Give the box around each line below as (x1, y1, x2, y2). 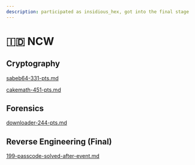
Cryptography (6, 59, 60, 69)
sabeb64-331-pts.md (6, 74, 59, 81)
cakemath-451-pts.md (6, 86, 61, 93)
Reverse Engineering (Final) (6, 136, 112, 146)
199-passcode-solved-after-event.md (6, 152, 100, 160)
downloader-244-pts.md (6, 119, 67, 126)
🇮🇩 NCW (6, 34, 55, 48)
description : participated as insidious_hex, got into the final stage (6, 8, 189, 15)
